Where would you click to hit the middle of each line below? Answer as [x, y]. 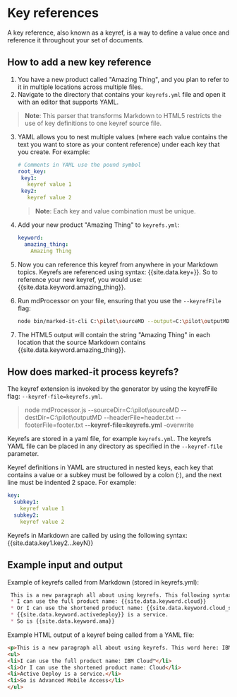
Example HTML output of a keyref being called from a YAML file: [101, 635]
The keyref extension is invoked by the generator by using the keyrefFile [113, 389]
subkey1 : [26, 502]
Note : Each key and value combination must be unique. [115, 211]
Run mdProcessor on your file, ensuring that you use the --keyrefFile [119, 300]
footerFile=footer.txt [54, 425]
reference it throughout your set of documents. [76, 40]
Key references [53, 13]
